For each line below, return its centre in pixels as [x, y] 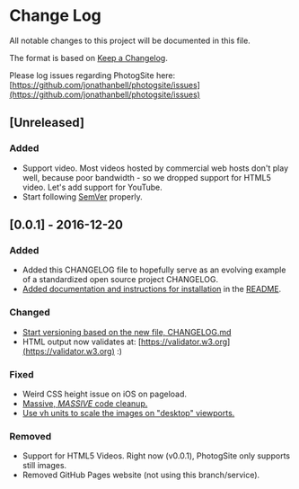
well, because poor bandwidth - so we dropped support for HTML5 [146, 177]
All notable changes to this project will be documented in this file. [130, 40]
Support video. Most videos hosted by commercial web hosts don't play [155, 168]
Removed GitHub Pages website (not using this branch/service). [141, 475]
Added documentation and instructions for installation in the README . [152, 289]
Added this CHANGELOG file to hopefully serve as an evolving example [154, 270]
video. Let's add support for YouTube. [92, 187]
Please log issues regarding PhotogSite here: [92, 75]
